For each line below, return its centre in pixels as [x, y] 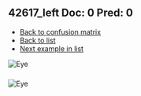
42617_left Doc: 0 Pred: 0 [71, 13]
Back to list [37, 40]
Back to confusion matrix [60, 31]
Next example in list [52, 48]
